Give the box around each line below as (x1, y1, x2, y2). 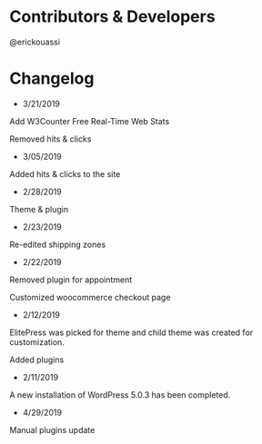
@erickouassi (9, 36, 61, 47)
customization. (9, 336, 65, 347)
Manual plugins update (9, 424, 96, 435)
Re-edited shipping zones (9, 239, 106, 250)
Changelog (9, 68, 95, 89)
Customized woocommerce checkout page (9, 291, 171, 302)
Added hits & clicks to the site (9, 168, 121, 179)
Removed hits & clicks (9, 133, 92, 144)
